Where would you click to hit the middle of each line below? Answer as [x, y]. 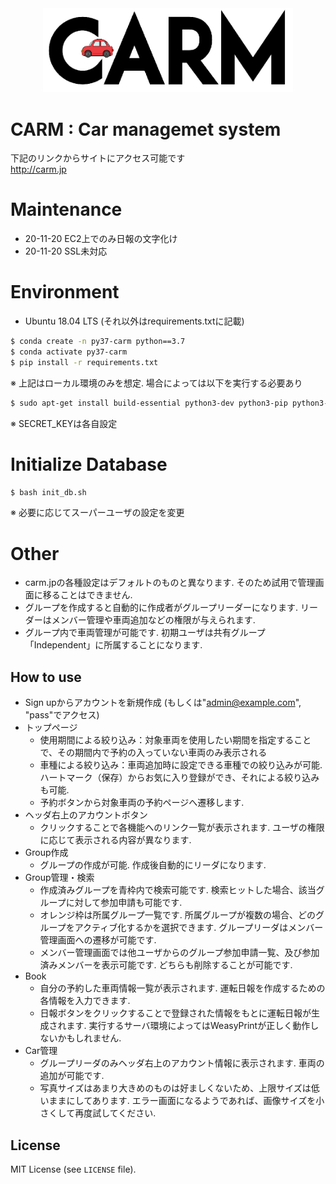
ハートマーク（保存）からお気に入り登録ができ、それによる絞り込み [179, 778]
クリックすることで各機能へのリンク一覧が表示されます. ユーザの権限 [182, 828]
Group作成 [46, 853]
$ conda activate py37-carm [69, 352]
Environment [65, 292]
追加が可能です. [72, 1076]
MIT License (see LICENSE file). [73, 1169]
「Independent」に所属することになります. [113, 645]
